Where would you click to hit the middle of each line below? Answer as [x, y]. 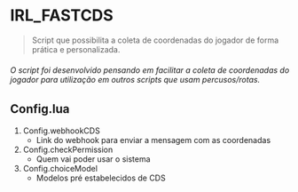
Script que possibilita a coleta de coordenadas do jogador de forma [155, 40]
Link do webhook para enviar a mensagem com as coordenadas [153, 140]
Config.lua [40, 109]
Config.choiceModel [60, 168]
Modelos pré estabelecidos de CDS [101, 178]
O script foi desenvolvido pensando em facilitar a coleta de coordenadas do [150, 70]
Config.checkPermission [68, 149]
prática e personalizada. [76, 49]
